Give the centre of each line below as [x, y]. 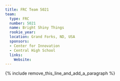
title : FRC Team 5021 [27, 10]
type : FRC [19, 19]
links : [16, 55]
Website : [23, 60]
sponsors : [19, 41]
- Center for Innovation [35, 46]
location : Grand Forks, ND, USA [42, 37]
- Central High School [32, 50]
